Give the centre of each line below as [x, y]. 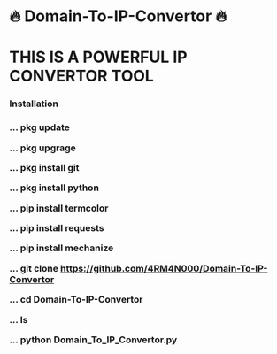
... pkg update [40, 127]
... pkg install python [54, 188]
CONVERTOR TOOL [82, 76]
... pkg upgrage [43, 148]
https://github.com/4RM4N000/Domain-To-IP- [164, 268]
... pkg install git [44, 167]
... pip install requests [57, 228]
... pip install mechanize [62, 248]
